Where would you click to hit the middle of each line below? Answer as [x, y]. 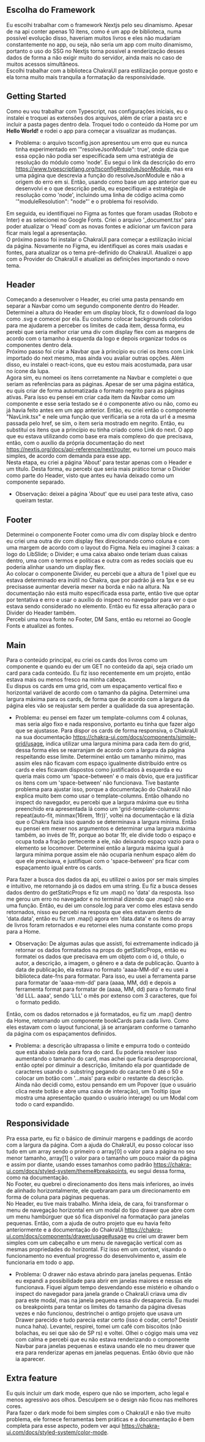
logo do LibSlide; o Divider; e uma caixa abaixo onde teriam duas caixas [97, 554]
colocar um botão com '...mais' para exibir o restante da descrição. [99, 1078]
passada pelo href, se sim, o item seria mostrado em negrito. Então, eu [95, 424]
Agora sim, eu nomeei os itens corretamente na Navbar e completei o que [99, 378]
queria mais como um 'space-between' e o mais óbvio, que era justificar [106, 777]
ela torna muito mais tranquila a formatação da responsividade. [86, 77]
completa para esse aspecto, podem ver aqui [63, 1425]
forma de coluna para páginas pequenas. [58, 1197]
